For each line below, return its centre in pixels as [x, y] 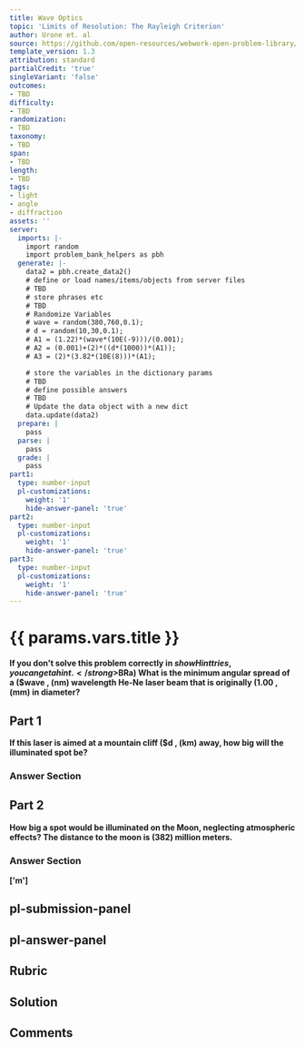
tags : [20, 188]
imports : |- [40, 238]
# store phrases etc [64, 297]
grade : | [34, 457]
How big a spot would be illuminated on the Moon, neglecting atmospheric [152, 827]
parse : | [34, 441]
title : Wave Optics [46, 18]
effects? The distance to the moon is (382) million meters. [121, 837]
